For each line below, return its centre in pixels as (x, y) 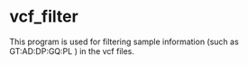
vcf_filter (44, 17)
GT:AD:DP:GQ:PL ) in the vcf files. (72, 51)
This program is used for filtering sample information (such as (124, 42)
